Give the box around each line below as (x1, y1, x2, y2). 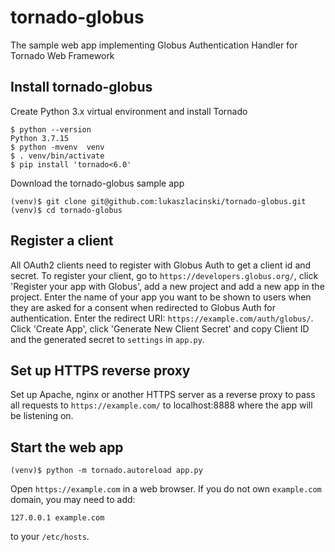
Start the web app (10, 439, 124, 456)
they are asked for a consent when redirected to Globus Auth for (10, 301, 276, 313)
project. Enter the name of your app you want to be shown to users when (10, 291, 312, 303)
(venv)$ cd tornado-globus (10, 205, 123, 215)
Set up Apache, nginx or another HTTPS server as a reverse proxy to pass (10, 389, 316, 401)
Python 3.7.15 (10, 133, 70, 143)
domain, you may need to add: (10, 494, 136, 506)
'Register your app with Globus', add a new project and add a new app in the (10, 280, 325, 292)
